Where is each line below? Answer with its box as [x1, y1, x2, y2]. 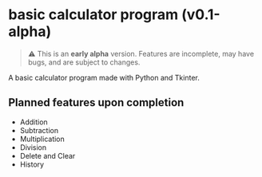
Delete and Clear [19, 151, 76, 160]
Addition [19, 117, 48, 127]
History [19, 159, 45, 169]
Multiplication [19, 134, 65, 144]
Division [19, 142, 46, 152]
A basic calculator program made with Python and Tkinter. [8, 73, 200, 82]
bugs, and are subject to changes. [27, 57, 141, 67]
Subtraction [19, 125, 58, 135]
